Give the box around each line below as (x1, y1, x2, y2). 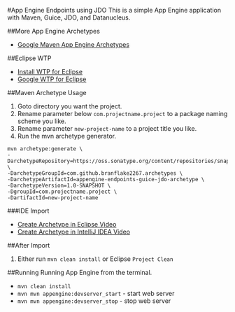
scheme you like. (17, 117, 66, 125)
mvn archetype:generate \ (7, 146, 83, 153)
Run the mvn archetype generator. (17, 132, 117, 140)
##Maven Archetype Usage (7, 89, 87, 97)
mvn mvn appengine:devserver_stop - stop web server (17, 297, 171, 305)
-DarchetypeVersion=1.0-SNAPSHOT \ (7, 182, 111, 189)
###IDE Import (7, 206, 50, 215)
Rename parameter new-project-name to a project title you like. (17, 125, 197, 132)
